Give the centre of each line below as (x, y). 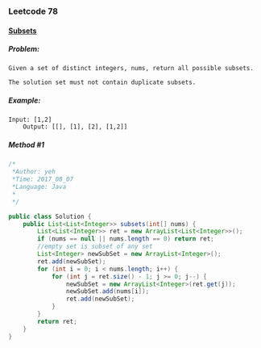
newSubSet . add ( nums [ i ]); (108, 291)
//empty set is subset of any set (95, 247)
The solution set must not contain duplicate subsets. (102, 82)
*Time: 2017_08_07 (43, 179)
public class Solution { (50, 216)
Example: (25, 101)
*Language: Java (39, 187)
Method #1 (27, 145)
